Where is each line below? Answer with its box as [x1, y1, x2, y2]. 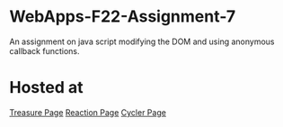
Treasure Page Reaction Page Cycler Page [9, 106, 166, 118]
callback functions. [9, 45, 80, 56]
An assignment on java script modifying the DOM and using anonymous [9, 36, 275, 47]
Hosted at [9, 77, 84, 98]
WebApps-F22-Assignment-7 [9, 6, 236, 27]
